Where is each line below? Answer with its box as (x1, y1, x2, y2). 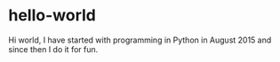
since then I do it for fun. (8, 43, 99, 54)
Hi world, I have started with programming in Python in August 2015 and (8, 35, 272, 45)
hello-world (8, 5, 97, 26)
